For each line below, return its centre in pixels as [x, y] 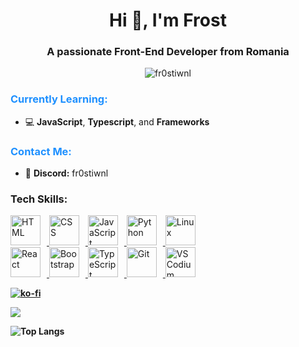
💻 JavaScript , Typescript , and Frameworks [117, 121]
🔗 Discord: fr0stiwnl [66, 173]
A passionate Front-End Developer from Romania [168, 52]
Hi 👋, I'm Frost [168, 20]
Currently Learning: [59, 99]
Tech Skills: [39, 199]
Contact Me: [41, 151]
